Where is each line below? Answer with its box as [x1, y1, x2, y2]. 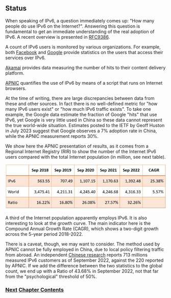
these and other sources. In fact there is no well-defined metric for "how [5, 101, 158, 107]
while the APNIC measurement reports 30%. [5, 133, 99, 139]
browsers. [5, 85, 27, 91]
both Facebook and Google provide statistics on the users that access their [5, 49, 163, 55]
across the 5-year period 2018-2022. [5, 231, 83, 237]
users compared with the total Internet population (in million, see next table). [5, 154, 166, 160]
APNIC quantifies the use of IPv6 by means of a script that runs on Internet [5, 80, 163, 86]
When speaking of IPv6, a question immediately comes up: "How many [5, 17, 155, 23]
